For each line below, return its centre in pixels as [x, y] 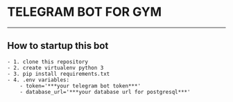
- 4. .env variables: [38, 80]
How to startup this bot [58, 46]
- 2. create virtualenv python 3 [55, 68]
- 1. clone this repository [48, 62]
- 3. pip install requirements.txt [59, 74]
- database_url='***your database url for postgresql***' [105, 92]
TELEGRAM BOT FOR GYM [84, 12]
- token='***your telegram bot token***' [80, 86]
